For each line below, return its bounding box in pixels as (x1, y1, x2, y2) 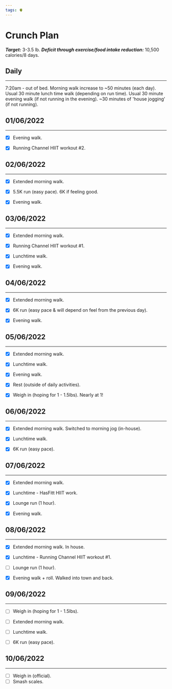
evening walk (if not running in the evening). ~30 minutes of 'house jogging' (5, 96, 165, 102)
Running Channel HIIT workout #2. (12, 145, 86, 151)
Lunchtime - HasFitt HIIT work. (12, 490, 78, 496)
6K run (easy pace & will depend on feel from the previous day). (12, 307, 148, 313)
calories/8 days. (5, 52, 39, 58)
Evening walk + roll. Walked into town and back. (12, 574, 114, 581)
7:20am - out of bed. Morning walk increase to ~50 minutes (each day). (5, 85, 156, 91)
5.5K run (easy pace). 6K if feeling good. (12, 189, 99, 195)
